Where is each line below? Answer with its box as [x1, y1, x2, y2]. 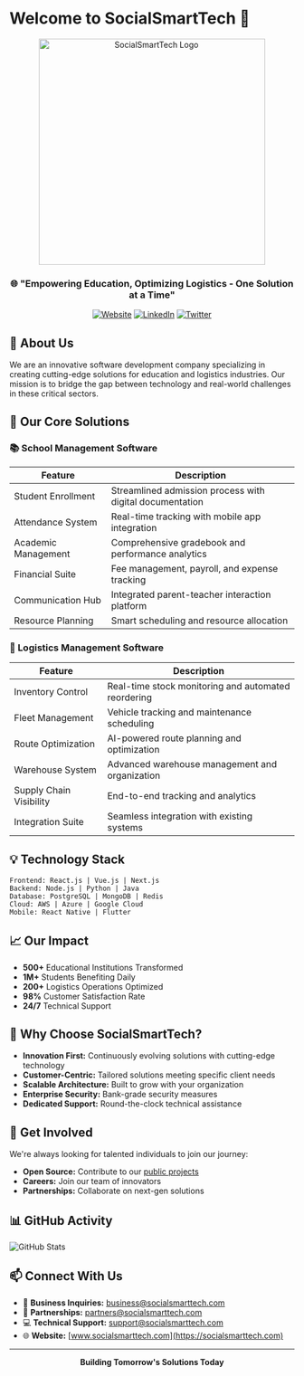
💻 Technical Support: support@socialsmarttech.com [22, 1316, 223, 1328]
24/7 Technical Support [22, 1000, 111, 1011]
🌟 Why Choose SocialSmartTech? [9, 1027, 203, 1042]
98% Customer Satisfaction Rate [22, 991, 146, 1001]
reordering [107, 691, 152, 704]
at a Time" [128, 289, 176, 301]
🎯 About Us [9, 335, 74, 351]
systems [107, 821, 143, 834]
